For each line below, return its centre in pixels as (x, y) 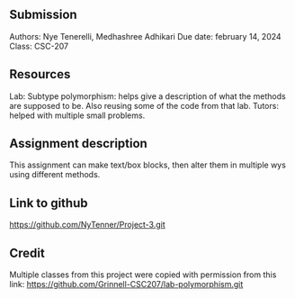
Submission (44, 15)
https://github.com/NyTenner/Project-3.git (88, 225)
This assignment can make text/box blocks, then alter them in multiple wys (147, 165)
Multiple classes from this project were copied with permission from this (143, 275)
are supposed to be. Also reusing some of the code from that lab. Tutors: (144, 105)
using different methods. (55, 175)
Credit (27, 253)
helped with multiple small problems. (77, 115)
